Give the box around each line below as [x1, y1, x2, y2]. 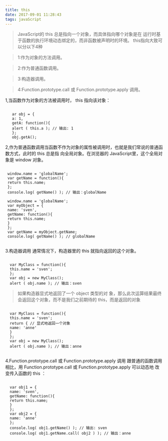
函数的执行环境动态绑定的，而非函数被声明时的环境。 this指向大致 [22, 37, 158, 43]
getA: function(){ [12, 120, 51, 126]
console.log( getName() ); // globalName [7, 234, 95, 239]
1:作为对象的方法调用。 [17, 54, 65, 60]
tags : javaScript [5, 17, 42, 22]
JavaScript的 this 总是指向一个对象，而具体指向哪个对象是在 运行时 [17, 31, 156, 37]
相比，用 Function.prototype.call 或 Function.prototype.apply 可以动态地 [5, 364, 154, 370]
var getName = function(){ [7, 176, 64, 181]
